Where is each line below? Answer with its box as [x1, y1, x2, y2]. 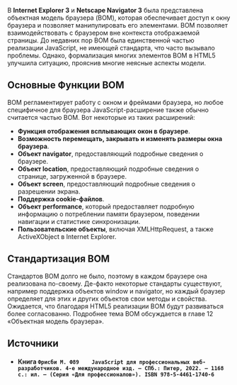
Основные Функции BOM [7, 79, 125, 91]
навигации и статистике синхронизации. [17, 217, 141, 225]
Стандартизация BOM [7, 253, 110, 265]
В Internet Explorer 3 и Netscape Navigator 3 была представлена [7, 6, 204, 14]
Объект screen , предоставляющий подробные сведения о [17, 179, 196, 188]
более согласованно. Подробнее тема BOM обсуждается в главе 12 [7, 309, 214, 318]
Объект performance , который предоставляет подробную [17, 202, 195, 211]
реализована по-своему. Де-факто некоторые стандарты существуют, [7, 279, 222, 288]
